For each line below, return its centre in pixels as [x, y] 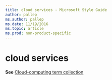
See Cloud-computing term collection [44, 72]
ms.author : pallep [24, 19]
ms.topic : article [24, 29]
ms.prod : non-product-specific [38, 33]
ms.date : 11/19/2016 [27, 24]
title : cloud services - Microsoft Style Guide [56, 10]
